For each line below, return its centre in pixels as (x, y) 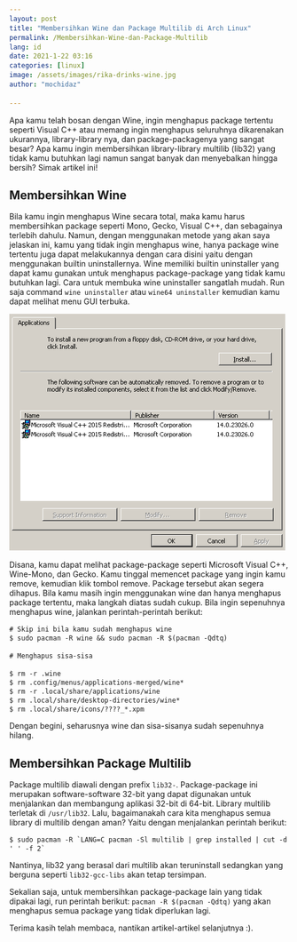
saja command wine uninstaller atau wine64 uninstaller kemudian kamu (145, 292)
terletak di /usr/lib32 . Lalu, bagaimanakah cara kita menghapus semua (140, 813)
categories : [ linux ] (47, 66)
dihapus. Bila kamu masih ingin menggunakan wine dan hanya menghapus (145, 593)
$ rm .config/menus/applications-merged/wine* (97, 683)
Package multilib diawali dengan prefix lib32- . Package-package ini (134, 785)
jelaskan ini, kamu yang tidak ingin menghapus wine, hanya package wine (144, 245)
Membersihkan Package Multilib (101, 763)
